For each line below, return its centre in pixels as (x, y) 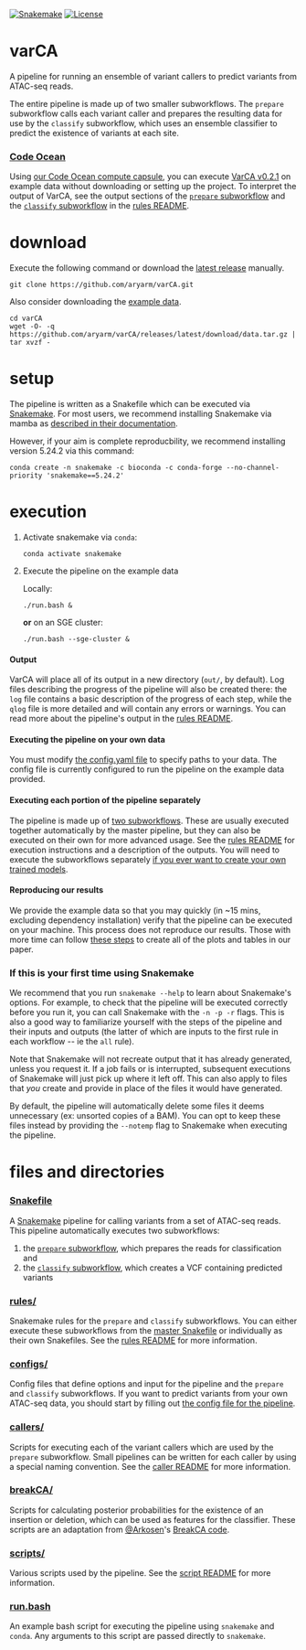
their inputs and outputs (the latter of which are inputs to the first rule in (144, 1032)
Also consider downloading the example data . (95, 302)
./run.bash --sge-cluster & (76, 639)
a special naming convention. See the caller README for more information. (150, 1466)
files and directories (87, 1172)
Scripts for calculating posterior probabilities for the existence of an (137, 1510)
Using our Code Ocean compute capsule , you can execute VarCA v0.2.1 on (150, 177)
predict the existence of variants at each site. (95, 133)
